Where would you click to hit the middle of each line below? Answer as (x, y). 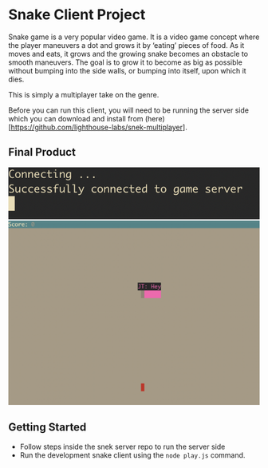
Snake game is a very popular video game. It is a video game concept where (134, 37)
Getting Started (47, 428)
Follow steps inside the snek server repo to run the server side (122, 446)
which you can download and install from (76, 118)
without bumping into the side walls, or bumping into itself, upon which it (127, 70)
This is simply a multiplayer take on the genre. (84, 94)
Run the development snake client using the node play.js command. (132, 455)
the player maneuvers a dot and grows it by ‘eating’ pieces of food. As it (126, 45)
